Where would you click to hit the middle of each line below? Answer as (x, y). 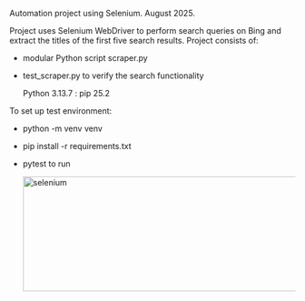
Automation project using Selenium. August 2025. (102, 13)
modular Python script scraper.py (85, 58)
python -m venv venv (62, 128)
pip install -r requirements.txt (77, 146)
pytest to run (46, 164)
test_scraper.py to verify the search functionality (113, 75)
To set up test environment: (61, 111)
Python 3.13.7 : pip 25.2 (66, 93)
